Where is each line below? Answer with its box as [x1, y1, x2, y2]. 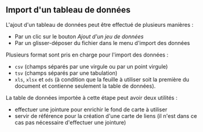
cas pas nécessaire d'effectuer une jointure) [14, 119, 127, 126]
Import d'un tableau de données [6, 5, 131, 15]
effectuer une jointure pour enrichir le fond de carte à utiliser [14, 106, 168, 113]
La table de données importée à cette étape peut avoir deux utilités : [6, 94, 178, 101]
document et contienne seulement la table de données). [14, 82, 156, 89]
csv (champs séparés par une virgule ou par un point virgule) [14, 63, 168, 70]
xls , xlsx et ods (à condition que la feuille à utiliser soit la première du [14, 75, 190, 83]
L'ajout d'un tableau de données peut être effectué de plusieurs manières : [6, 21, 194, 28]
